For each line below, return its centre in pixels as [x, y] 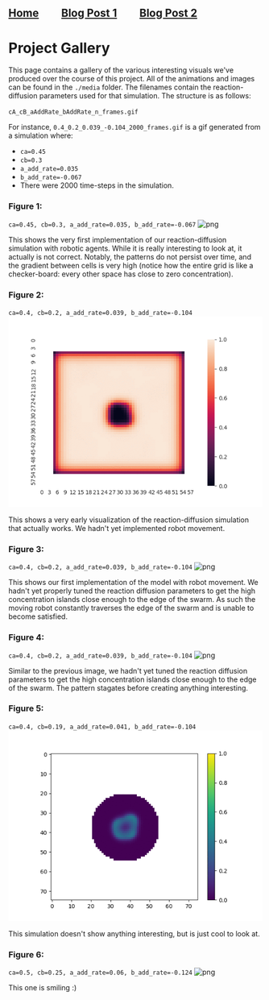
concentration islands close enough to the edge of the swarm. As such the [132, 600]
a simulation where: [41, 135]
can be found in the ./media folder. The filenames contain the [110, 87]
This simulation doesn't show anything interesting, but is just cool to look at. [134, 933]
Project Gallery [59, 48]
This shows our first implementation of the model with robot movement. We [134, 583]
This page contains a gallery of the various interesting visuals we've [121, 70]
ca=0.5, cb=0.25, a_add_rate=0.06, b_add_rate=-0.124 [101, 973]
